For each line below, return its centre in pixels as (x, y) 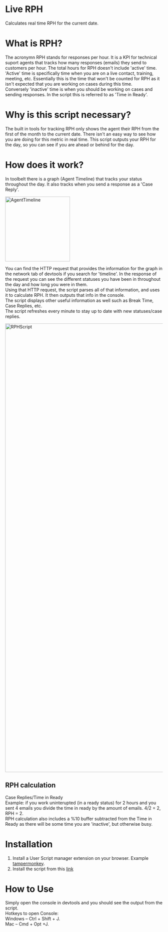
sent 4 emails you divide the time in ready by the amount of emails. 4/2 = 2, (83, 808)
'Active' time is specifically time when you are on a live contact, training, (79, 73)
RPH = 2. (14, 813)
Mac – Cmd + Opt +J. (27, 924)
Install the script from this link (43, 869)
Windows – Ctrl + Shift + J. (33, 919)
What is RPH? (34, 43)
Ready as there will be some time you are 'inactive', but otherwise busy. (79, 824)
